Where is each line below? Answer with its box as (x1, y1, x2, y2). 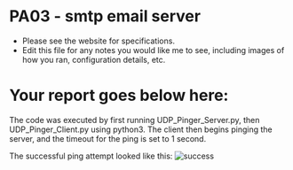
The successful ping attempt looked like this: (9, 151, 173, 161)
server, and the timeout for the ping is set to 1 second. (9, 133, 207, 143)
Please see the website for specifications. (21, 35, 176, 46)
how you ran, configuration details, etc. (21, 54, 166, 65)
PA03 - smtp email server (9, 6, 202, 27)
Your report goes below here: (9, 86, 229, 105)
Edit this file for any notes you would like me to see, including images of (21, 44, 285, 55)
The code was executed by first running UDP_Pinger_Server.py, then (9, 114, 260, 125)
